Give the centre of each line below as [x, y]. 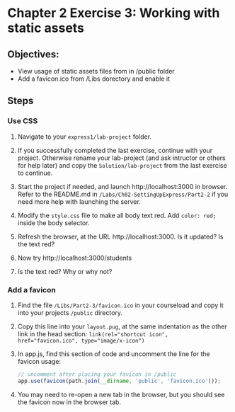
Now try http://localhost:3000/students [75, 258]
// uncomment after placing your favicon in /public [97, 374]
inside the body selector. [53, 223]
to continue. [35, 173]
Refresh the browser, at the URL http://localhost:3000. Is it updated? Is [120, 236]
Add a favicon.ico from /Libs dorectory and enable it [93, 79]
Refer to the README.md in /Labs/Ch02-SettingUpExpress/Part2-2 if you [123, 194]
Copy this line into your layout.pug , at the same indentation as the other [122, 326]
